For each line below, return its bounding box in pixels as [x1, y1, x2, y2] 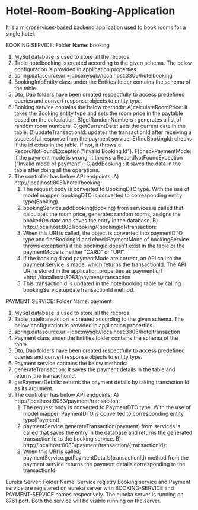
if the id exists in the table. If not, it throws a [14, 141, 122, 148]
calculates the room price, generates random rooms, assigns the [23, 211, 181, 218]
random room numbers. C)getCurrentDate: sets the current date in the [14, 122, 186, 129]
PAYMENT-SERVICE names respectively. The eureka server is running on [5, 490, 184, 498]
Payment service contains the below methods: [14, 359, 128, 366]
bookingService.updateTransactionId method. [23, 286, 135, 293]
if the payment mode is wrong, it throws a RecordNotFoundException [14, 154, 183, 161]
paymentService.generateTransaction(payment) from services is [23, 422, 181, 429]
